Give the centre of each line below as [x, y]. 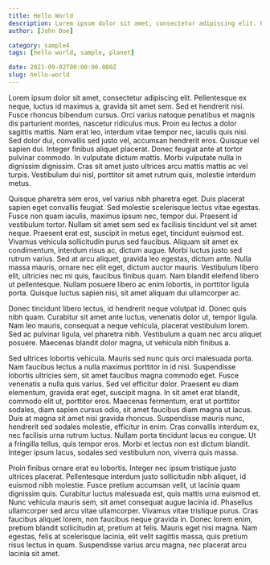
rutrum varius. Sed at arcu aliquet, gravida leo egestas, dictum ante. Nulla [130, 258]
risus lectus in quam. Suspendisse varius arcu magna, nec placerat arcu [127, 545]
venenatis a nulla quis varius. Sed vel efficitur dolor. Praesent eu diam [123, 384]
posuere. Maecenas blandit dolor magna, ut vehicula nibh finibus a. [120, 342]
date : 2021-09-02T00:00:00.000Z [62, 68]
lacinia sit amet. [34, 553]
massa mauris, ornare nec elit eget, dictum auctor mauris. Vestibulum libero [133, 267]
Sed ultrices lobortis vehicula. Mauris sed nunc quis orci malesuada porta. [131, 358]
